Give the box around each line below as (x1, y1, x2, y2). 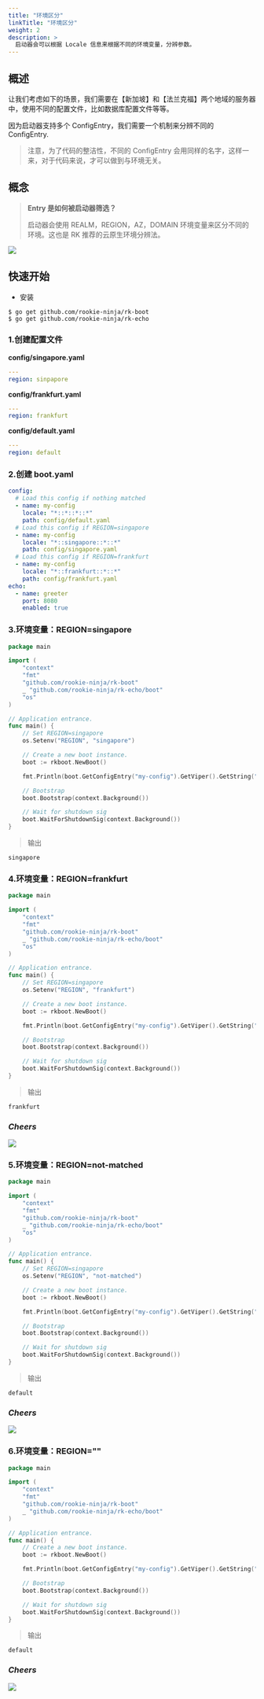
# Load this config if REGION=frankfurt (15, 553, 149, 561)
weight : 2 (8, 26, 41, 34)
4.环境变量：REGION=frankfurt (8, 874, 128, 884)
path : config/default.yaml (22, 516, 111, 524)
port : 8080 (22, 597, 58, 605)
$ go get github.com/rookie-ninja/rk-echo (8, 315, 149, 322)
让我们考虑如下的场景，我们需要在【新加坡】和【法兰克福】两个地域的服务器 (8, 94, 256, 103)
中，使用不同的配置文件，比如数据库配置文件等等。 (8, 104, 174, 113)
